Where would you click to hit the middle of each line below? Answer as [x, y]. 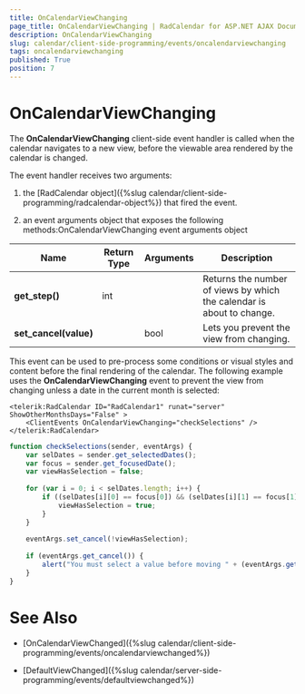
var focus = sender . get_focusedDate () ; [101, 464]
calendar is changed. [49, 157]
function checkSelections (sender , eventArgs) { [101, 446]
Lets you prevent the [246, 327]
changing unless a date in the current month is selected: [114, 390]
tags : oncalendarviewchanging [67, 52]
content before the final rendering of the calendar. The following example [146, 371]
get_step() [37, 296]
